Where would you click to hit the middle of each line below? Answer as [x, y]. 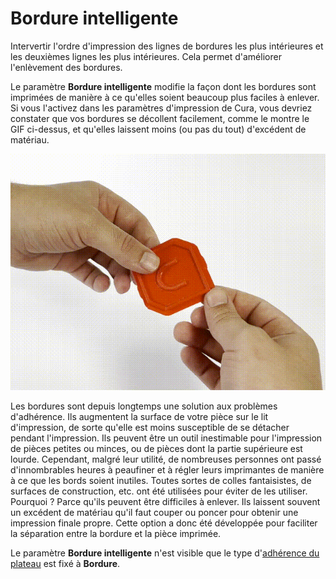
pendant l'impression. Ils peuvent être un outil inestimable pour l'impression [166, 438]
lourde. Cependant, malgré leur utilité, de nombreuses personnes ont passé [166, 459]
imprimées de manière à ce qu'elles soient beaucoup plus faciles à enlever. [165, 97]
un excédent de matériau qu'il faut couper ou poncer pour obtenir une [154, 512]
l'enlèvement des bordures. [66, 67]
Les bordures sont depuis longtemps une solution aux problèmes [144, 406]
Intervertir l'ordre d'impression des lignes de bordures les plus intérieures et [167, 46]
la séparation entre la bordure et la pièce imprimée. [116, 533]
